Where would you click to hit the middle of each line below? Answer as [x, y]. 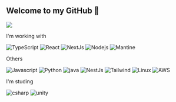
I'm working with [26, 36]
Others [14, 59]
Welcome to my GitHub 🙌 [53, 11]
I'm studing [20, 81]
